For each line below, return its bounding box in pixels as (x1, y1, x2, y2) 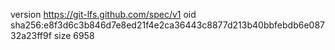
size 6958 (53, 30, 95, 41)
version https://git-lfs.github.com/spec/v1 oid (10, 9, 197, 20)
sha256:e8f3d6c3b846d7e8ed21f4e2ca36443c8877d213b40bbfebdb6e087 (10, 19, 325, 31)
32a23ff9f (10, 30, 52, 41)
